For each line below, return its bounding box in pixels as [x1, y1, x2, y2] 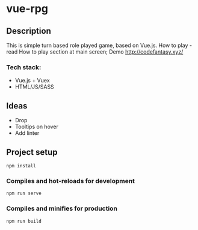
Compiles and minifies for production [6, 204, 117, 213]
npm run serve [6, 190, 42, 197]
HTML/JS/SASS [14, 83, 54, 90]
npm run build [6, 218, 42, 224]
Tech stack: [6, 63, 42, 71]
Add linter [14, 129, 40, 137]
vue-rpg [6, 2, 48, 16]
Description [6, 26, 51, 36]
